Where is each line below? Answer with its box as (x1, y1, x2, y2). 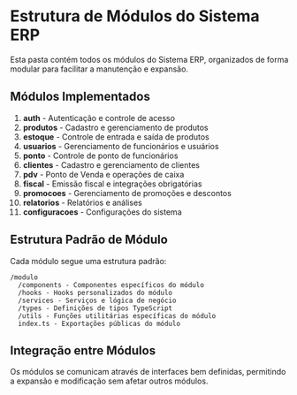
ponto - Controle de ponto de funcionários (22, 150, 179, 161)
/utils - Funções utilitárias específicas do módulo (18, 311, 217, 320)
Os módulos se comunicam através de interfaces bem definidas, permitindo (10, 367, 286, 377)
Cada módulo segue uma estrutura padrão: (10, 255, 167, 266)
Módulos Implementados (10, 89, 151, 104)
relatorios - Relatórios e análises (22, 197, 142, 208)
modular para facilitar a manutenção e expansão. (10, 64, 189, 74)
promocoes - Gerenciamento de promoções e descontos (22, 187, 232, 198)
